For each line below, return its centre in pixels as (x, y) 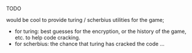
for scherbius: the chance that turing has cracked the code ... (89, 44)
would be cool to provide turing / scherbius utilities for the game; (85, 20)
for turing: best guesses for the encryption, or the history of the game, (100, 31)
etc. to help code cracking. (47, 37)
